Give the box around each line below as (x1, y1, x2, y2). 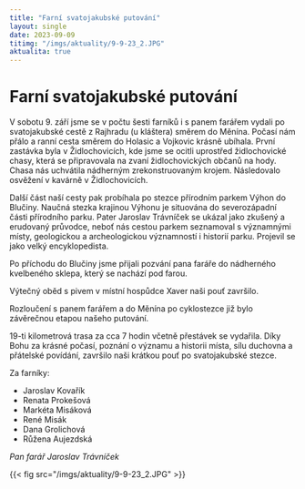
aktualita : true (9, 47, 71, 56)
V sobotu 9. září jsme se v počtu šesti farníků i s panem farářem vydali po (9, 117, 285, 127)
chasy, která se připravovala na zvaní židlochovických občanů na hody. (9, 156, 277, 167)
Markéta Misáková (22, 404, 93, 415)
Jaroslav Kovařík (22, 385, 86, 396)
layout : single (9, 22, 67, 31)
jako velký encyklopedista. (9, 240, 109, 251)
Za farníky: (9, 368, 50, 379)
